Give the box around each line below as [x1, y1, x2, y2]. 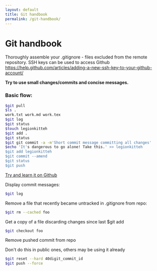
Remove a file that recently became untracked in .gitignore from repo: [5, 200, 148, 206]
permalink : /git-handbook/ [5, 16, 61, 21]
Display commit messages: [5, 181, 60, 187]
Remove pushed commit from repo [5, 237, 76, 243]
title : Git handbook [5, 12, 48, 17]
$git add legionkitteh [5, 149, 52, 154]
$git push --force [5, 261, 43, 266]
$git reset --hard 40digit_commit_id [5, 256, 83, 262]
